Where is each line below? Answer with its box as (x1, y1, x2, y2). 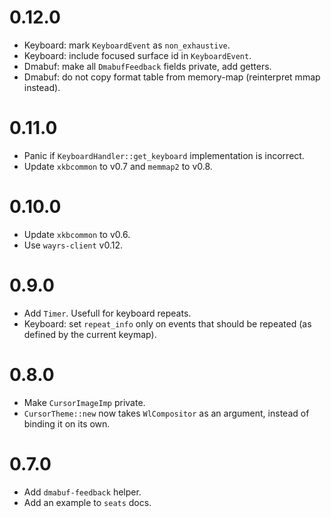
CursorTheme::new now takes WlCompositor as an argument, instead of (23, 407, 310, 419)
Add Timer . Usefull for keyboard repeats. (23, 307, 192, 319)
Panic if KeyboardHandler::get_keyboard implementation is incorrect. (23, 149, 305, 161)
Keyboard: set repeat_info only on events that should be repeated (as (23, 317, 312, 330)
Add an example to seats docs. (23, 496, 152, 508)
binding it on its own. (23, 417, 111, 430)
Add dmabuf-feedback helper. (23, 486, 142, 498)
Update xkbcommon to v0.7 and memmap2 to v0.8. (23, 160, 213, 172)
